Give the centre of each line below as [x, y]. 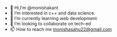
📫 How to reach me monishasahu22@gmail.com [61, 29]
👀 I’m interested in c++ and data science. [53, 13]
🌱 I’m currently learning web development [53, 18]
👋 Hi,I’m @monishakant [34, 8]
